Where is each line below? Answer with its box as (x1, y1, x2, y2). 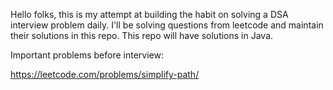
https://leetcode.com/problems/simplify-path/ (10, 69, 200, 80)
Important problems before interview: (10, 49, 164, 61)
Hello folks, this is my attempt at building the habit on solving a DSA (10, 9, 289, 20)
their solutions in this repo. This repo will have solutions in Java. (10, 30, 274, 41)
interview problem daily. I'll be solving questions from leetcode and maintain (10, 19, 324, 31)
